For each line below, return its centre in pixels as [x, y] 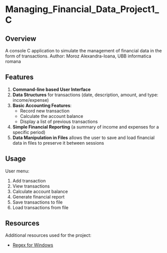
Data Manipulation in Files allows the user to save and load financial [83, 138]
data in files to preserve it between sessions [58, 143]
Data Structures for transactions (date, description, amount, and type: [85, 95]
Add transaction [29, 180]
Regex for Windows [33, 245]
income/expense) [31, 100]
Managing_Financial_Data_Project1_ [82, 9]
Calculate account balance [40, 191]
